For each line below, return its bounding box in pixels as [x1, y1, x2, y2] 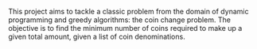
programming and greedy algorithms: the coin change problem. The [8, 15, 231, 24]
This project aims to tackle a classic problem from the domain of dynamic [8, 7, 249, 16]
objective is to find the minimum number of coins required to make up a [8, 24, 243, 32]
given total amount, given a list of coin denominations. [8, 32, 185, 41]
